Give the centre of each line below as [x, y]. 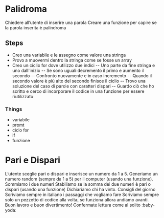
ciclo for [21, 130]
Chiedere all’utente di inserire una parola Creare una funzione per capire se [81, 22]
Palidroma [26, 9]
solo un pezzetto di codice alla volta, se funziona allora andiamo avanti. [77, 199]
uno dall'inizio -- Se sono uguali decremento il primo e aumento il [78, 70]
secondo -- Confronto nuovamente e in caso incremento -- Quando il [82, 76]
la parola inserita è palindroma [35, 27]
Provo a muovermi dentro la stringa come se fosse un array [72, 60]
